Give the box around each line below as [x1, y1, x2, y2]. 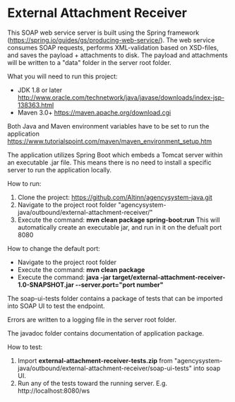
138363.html [17, 100, 54, 109]
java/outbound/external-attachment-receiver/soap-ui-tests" [17, 364, 193, 372]
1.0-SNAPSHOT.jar [17, 280, 74, 289]
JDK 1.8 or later [17, 85, 62, 94]
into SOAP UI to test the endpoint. [7, 302, 105, 310]
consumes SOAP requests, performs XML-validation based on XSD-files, [7, 43, 219, 52]
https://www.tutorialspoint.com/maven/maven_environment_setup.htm [7, 136, 212, 146]
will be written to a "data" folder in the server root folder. [7, 58, 171, 66]
